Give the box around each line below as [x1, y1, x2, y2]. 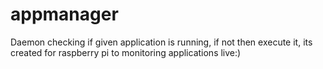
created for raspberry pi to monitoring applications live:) [10, 46, 242, 58]
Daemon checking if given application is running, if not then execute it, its [10, 36, 313, 48]
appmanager [10, 3, 119, 26]
